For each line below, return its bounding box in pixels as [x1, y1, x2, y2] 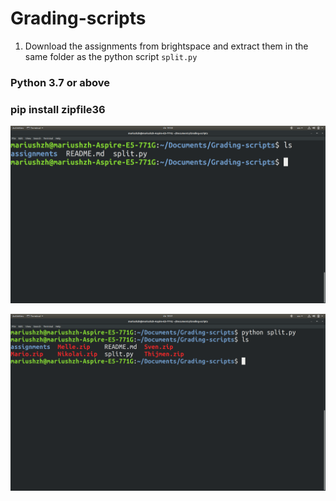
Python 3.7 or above [10, 75, 111, 89]
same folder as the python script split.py [24, 50, 198, 62]
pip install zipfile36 [10, 102, 106, 116]
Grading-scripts [10, 7, 147, 30]
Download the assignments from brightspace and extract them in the [24, 40, 309, 52]
